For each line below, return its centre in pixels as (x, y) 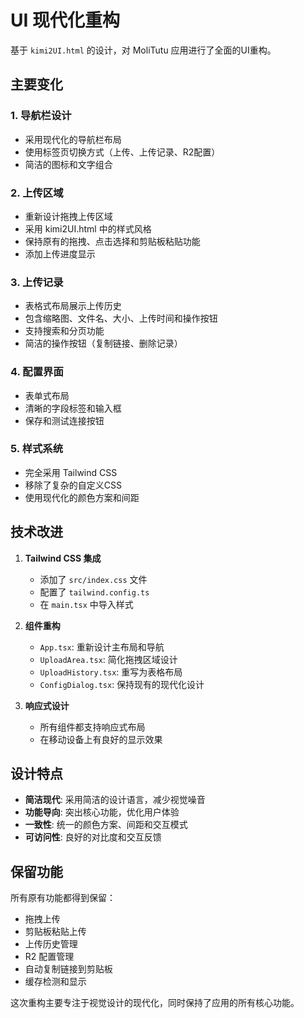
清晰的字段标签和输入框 (73, 408)
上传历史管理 (51, 944)
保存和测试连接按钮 (64, 420)
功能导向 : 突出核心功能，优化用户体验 (102, 812)
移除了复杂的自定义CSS (73, 485)
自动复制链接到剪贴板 (68, 969)
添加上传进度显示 (60, 253)
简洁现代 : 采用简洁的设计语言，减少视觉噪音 (115, 800)
